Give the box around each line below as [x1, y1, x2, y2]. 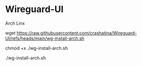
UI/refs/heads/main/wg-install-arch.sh [5, 35, 84, 41]
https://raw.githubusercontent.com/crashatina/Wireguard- [17, 30, 137, 36]
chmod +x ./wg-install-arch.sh [5, 45, 68, 51]
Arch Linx [5, 20, 25, 26]
